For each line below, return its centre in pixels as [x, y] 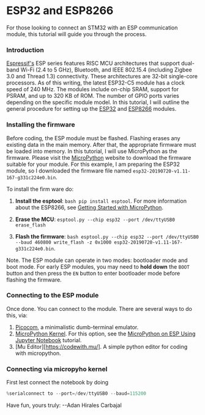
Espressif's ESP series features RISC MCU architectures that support [93, 63]
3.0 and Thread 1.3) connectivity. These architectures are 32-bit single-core [102, 77]
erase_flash [30, 225]
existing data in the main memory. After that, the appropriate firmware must [101, 144]
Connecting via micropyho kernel [57, 369]
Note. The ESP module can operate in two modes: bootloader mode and [97, 260]
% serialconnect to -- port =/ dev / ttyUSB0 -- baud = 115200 [76, 394]
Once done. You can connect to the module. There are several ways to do [99, 308]
